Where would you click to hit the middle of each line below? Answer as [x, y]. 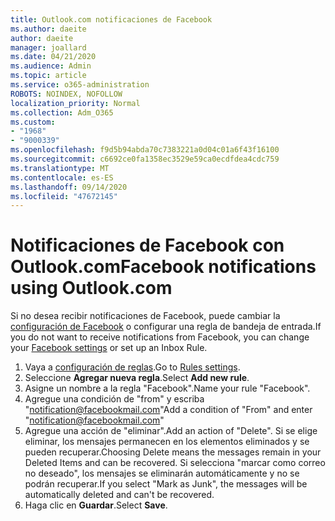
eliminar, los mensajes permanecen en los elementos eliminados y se [167, 442]
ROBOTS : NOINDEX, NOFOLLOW [66, 94]
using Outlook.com [91, 288]
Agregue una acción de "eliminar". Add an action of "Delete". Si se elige [171, 431]
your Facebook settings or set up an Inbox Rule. [109, 348]
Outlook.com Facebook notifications [163, 267]
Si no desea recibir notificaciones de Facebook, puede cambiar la [145, 316]
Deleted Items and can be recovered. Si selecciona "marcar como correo [175, 463]
